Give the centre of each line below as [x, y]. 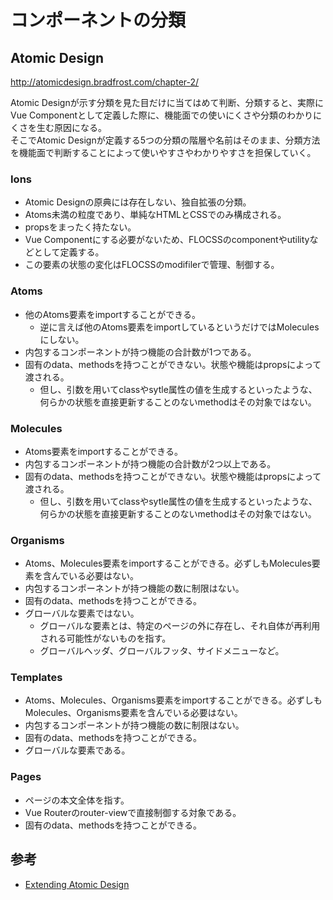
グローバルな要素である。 [77, 750]
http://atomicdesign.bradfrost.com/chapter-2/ [105, 82]
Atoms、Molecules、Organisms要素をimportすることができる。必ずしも [173, 700]
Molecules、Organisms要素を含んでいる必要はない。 [133, 713]
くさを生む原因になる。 [58, 127]
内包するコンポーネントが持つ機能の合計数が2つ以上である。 [150, 463]
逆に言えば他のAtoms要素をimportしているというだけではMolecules [179, 327]
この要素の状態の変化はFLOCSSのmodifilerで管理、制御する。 [152, 265]
